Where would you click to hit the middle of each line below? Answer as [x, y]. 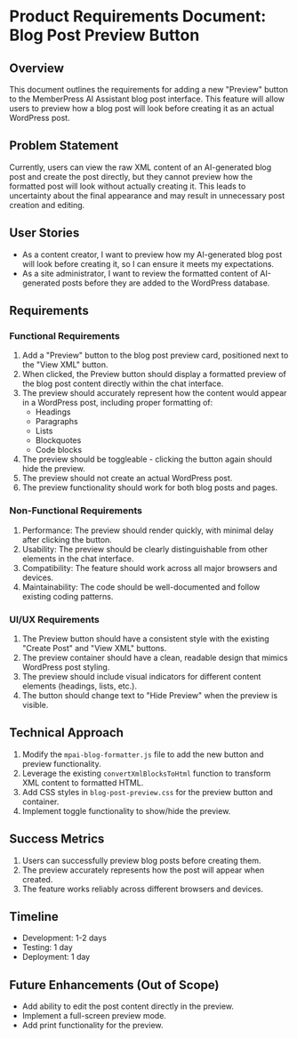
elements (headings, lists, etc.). [80, 686]
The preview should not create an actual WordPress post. [127, 479]
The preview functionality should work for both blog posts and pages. [150, 487]
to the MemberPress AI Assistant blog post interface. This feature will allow [147, 99]
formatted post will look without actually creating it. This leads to [128, 186]
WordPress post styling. [66, 667]
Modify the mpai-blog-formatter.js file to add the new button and [143, 754]
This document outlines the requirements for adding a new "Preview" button [149, 89]
